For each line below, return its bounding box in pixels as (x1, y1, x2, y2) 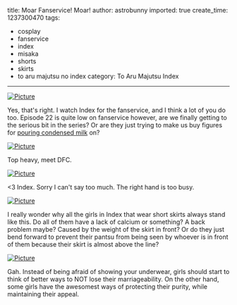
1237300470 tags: (7, 13, 60, 22)
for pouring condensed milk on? (7, 128, 100, 137)
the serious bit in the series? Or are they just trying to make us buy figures (7, 121, 223, 129)
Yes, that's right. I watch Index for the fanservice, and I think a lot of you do (7, 106, 226, 114)
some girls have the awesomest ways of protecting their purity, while (7, 282, 208, 291)
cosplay (17, 27, 41, 35)
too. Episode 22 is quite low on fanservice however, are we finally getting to (7, 113, 227, 122)
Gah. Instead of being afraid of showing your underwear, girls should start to (7, 268, 230, 275)
